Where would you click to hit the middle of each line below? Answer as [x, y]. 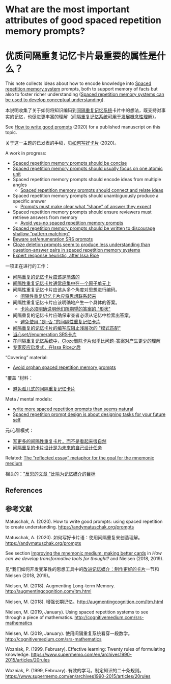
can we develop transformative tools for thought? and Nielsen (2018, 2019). [84, 559]
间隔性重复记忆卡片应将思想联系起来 [58, 296]
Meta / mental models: [29, 399]
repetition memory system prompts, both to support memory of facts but [81, 89]
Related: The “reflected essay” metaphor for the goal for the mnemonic [80, 458]
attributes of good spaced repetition [83, 20]
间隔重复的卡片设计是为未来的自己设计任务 [57, 448]
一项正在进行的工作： [27, 266]
